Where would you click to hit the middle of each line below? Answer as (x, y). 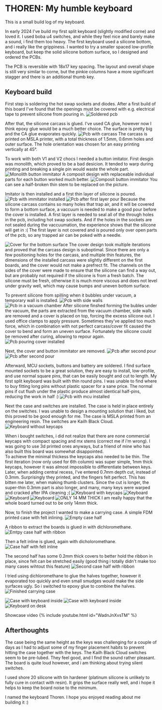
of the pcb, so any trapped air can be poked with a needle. (63, 235)
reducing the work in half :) (32, 396)
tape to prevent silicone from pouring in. (45, 114)
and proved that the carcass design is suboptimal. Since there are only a (77, 249)
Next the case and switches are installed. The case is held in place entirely (79, 406)
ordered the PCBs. (23, 57)
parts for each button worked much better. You (81, 179)
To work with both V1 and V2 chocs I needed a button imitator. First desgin (79, 159)
